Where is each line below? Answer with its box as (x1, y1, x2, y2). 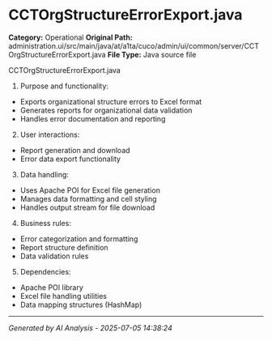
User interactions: (19, 130, 80, 139)
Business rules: (19, 218, 71, 228)
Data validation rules (19, 251, 89, 261)
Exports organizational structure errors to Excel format (19, 96, 202, 106)
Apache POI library (19, 282, 83, 292)
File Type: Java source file (108, 49, 197, 59)
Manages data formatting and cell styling (19, 194, 157, 203)
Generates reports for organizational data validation (19, 105, 193, 115)
